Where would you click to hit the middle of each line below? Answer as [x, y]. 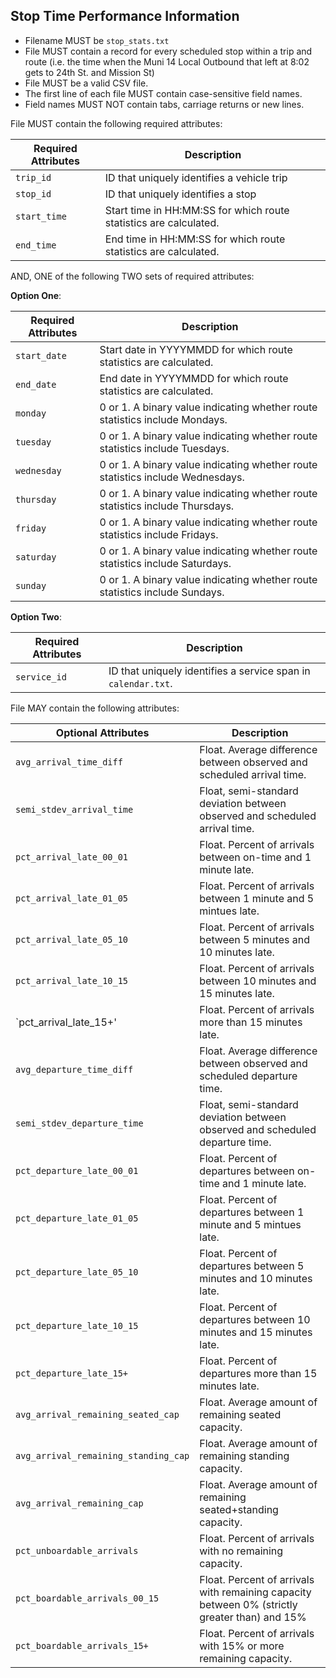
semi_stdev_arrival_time [74, 809]
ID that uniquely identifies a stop [180, 194]
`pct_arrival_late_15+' [66, 1022]
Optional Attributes [102, 732]
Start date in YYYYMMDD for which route [196, 349]
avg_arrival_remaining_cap [79, 1503]
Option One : [36, 295]
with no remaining [241, 1551]
